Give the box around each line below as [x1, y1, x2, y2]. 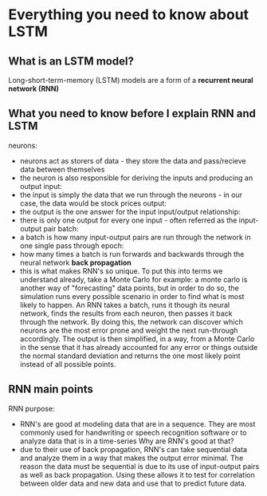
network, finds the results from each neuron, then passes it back [19, 309, 233, 318]
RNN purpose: [8, 403, 55, 413]
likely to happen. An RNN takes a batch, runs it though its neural [19, 300, 230, 309]
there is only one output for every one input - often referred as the [19, 215, 238, 225]
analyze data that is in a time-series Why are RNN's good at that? [19, 436, 234, 446]
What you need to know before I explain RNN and [8, 107, 257, 120]
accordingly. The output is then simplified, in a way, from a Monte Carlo [19, 333, 255, 344]
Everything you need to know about [8, 6, 249, 24]
